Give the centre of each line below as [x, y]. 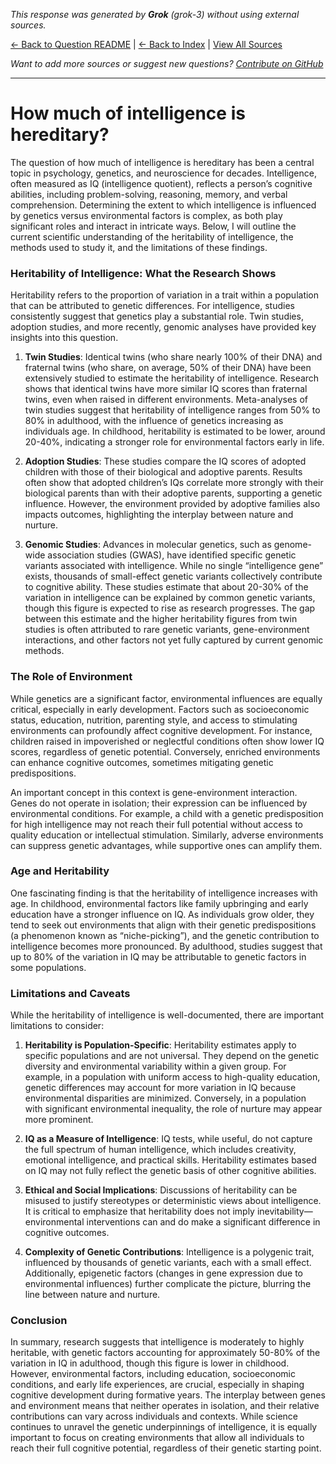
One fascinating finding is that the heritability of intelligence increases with [164, 893]
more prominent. [59, 1120]
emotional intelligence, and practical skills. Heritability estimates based [170, 1160]
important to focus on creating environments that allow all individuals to [157, 1438]
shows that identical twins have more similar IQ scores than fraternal [166, 389]
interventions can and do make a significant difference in [203, 1222]
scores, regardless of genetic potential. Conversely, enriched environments [165, 751]
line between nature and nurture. [92, 1295]
